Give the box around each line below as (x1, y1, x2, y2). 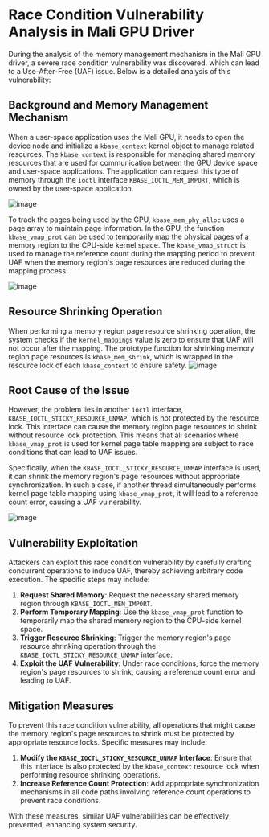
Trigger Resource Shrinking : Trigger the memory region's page (19, 633, 231, 642)
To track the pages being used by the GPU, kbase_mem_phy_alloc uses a (8, 215, 245, 224)
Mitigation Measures (8, 699, 115, 712)
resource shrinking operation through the (19, 642, 157, 651)
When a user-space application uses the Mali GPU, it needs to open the (8, 132, 245, 142)
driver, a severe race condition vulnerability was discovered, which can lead (8, 58, 259, 68)
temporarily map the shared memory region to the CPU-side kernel (19, 616, 242, 626)
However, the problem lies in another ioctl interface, (8, 404, 184, 415)
